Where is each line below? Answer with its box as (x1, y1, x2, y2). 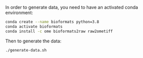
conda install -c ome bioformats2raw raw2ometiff (5, 29, 113, 34)
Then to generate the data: (5, 38, 62, 44)
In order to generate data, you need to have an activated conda (5, 5, 138, 10)
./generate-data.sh (5, 47, 47, 52)
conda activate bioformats (5, 24, 63, 29)
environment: (5, 10, 33, 16)
